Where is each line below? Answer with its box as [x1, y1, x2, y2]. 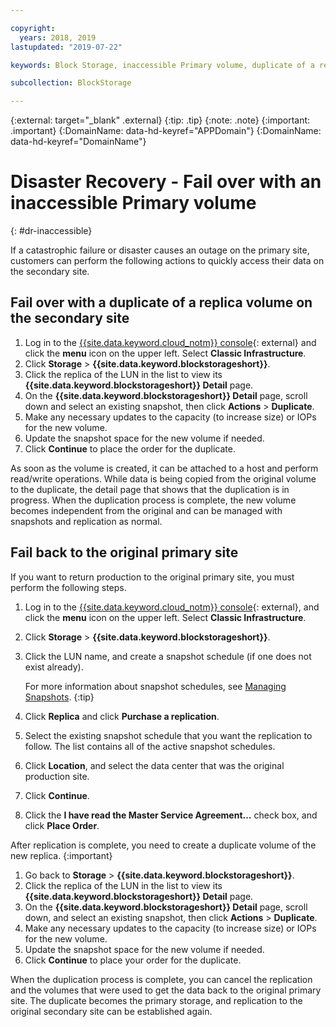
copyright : [10, 23, 56, 33]
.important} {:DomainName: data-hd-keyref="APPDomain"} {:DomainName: [10, 125, 322, 137]
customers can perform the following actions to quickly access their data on [10, 255, 325, 267]
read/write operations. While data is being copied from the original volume [10, 472, 317, 485]
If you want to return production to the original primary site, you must [10, 571, 295, 583]
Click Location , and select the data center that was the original [24, 759, 285, 771]
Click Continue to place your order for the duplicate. [24, 954, 242, 966]
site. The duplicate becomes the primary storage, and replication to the [10, 994, 303, 1006]
